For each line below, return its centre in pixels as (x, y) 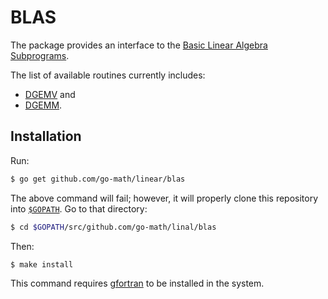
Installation (46, 136)
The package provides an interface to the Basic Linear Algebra (139, 45)
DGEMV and (50, 94)
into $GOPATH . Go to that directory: (79, 208)
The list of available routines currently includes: (108, 75)
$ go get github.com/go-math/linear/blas (98, 179)
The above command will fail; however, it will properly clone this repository (164, 198)
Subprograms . (40, 55)
